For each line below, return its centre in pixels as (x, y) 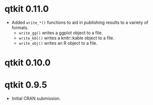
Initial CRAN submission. (36, 99)
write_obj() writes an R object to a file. (58, 43)
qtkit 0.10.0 (28, 63)
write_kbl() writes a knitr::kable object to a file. (67, 38)
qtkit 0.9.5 (26, 85)
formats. (20, 27)
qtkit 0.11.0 (27, 9)
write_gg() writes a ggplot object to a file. (61, 33)
